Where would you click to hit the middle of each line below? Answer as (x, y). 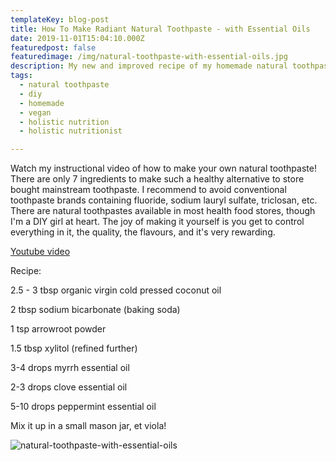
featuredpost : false (53, 47)
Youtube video (40, 252)
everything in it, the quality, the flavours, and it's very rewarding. (143, 232)
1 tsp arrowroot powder (58, 329)
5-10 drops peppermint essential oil (83, 407)
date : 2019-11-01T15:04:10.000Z (77, 38)
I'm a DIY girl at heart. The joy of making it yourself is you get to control (157, 222)
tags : (21, 76)
